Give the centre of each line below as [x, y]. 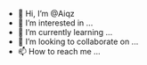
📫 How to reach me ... [59, 51]
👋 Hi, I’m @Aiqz [46, 14]
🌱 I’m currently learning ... [65, 32]
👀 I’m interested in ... [55, 23]
